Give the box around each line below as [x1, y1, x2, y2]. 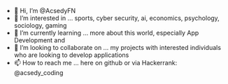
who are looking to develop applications [13, 51, 129, 59]
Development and [13, 36, 65, 44]
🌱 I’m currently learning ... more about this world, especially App [13, 28, 199, 37]
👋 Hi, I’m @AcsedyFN [13, 7, 76, 15]
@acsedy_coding [13, 69, 64, 76]
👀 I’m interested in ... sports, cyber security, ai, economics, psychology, [13, 14, 220, 22]
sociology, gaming [13, 22, 67, 29]
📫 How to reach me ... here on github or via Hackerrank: [13, 59, 178, 67]
